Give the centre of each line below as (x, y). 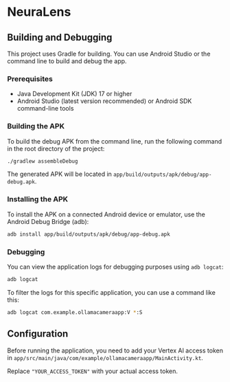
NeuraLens (39, 12)
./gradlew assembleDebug (43, 161)
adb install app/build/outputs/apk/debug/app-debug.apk (89, 234)
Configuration (38, 334)
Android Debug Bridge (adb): (48, 221)
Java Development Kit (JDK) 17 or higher (74, 94)
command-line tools (45, 109)
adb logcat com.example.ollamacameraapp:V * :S (75, 312)
